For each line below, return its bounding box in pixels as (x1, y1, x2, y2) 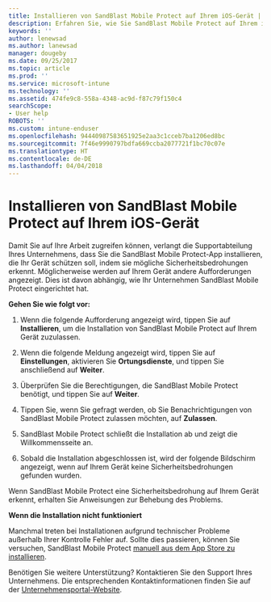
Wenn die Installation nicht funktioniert (8, 511, 143, 520)
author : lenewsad (8, 34, 67, 43)
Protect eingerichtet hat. (8, 284, 90, 293)
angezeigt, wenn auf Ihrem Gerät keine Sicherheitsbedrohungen (19, 462, 234, 472)
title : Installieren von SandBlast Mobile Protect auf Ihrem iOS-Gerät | (8, 11, 262, 20)
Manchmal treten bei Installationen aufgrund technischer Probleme (8, 526, 231, 536)
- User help (8, 110, 48, 118)
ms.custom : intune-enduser (8, 124, 99, 133)
